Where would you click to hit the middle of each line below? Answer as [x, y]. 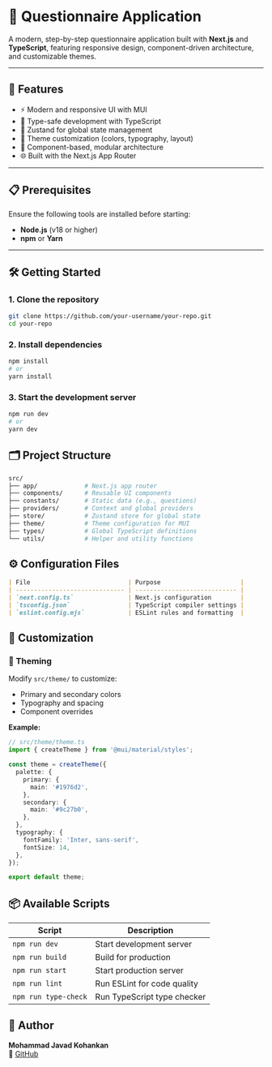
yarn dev [23, 429]
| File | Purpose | [126, 583]
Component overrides [57, 712]
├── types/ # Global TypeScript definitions [103, 531]
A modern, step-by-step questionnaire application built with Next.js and [128, 39]
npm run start [40, 970]
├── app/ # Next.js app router [83, 486]
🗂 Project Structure [60, 456]
